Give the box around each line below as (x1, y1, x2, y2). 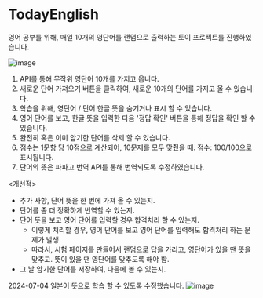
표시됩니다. (19, 152, 54, 162)
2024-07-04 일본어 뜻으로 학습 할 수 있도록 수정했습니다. (8, 281, 184, 290)
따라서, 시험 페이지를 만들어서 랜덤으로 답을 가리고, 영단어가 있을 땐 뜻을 (31, 245, 251, 254)
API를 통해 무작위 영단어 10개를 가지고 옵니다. (19, 74, 159, 83)
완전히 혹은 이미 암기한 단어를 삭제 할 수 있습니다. (19, 133, 170, 142)
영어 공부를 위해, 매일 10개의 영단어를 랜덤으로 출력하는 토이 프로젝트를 (8, 32, 225, 42)
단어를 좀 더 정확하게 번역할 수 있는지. (19, 205, 135, 215)
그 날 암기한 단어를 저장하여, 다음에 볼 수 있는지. (19, 264, 166, 274)
